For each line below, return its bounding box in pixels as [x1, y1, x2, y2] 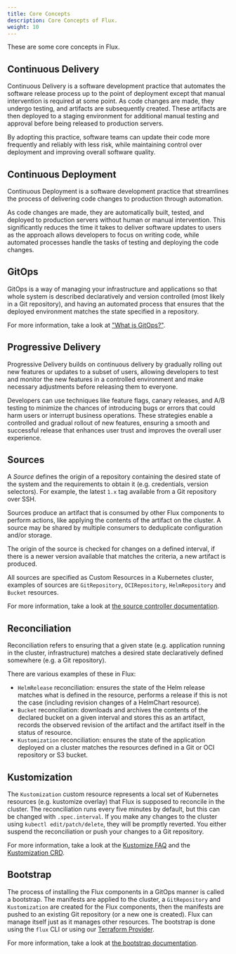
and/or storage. [7, 531, 53, 540]
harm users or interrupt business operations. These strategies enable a [7, 411, 213, 419]
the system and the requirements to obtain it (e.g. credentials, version [7, 480, 209, 488]
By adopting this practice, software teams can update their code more [7, 133, 211, 142]
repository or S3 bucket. [17, 751, 88, 760]
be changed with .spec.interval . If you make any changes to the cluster [7, 812, 218, 821]
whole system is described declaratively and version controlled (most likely [7, 292, 225, 300]
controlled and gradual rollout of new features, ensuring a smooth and [7, 419, 210, 427]
